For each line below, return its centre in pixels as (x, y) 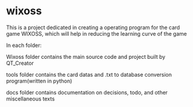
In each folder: (24, 45)
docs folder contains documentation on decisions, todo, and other (87, 92)
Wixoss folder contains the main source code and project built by (86, 56)
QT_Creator (20, 63)
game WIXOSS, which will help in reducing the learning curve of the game (96, 33)
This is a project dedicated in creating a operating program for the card (93, 27)
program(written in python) (39, 81)
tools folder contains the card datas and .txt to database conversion (89, 74)
